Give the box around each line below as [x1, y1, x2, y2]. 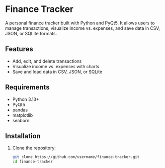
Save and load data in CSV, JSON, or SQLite [12, 69, 103, 75]
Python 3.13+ [12, 96, 40, 102]
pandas [12, 107, 28, 113]
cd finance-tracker [12, 159, 53, 165]
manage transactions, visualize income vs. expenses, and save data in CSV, [5, 25, 160, 31]
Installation [5, 132, 41, 140]
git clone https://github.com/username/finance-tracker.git [12, 155, 140, 160]
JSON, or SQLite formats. [5, 30, 57, 36]
